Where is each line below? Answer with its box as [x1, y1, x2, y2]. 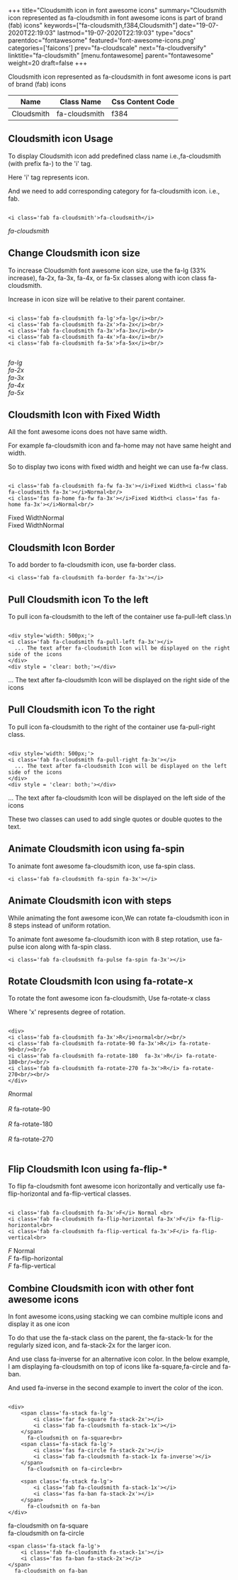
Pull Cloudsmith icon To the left [8, 594, 149, 606]
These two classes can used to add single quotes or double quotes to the [8, 815, 222, 823]
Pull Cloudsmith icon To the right [8, 703, 155, 716]
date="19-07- [178, 21, 219, 29]
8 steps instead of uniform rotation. [8, 921, 111, 930]
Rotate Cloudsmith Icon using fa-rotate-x [8, 975, 193, 987]
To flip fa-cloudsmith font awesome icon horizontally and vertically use [8, 1182, 215, 1191]
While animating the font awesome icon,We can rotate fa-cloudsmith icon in [8, 913, 229, 922]
